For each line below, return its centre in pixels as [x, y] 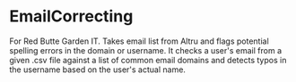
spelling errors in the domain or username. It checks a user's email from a [146, 50]
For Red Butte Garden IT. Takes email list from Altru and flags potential [139, 41]
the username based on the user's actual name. [98, 70]
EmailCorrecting [71, 16]
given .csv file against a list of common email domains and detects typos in [148, 60]
